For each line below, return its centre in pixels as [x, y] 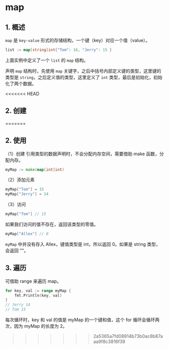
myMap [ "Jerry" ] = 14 [27, 194]
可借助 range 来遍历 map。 [33, 281]
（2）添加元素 [20, 180]
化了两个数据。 [21, 83]
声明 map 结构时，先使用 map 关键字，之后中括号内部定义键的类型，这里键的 [83, 71]
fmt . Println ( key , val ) [38, 295]
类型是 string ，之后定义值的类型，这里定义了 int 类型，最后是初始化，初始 [84, 77]
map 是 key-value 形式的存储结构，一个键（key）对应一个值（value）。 [78, 40]
